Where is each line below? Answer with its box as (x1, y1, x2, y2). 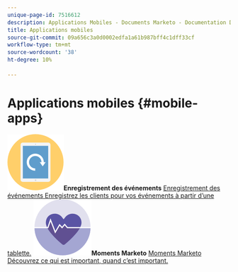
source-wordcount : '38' (7, 49, 78, 56)
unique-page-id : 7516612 (7, 11, 81, 18)
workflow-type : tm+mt (7, 41, 72, 49)
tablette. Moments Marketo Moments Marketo (7, 249, 202, 257)
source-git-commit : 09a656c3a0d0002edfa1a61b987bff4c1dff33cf (7, 34, 195, 41)
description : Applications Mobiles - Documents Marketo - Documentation (7, 18, 227, 26)
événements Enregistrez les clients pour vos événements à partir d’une (7, 191, 215, 200)
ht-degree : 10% (7, 57, 52, 64)
